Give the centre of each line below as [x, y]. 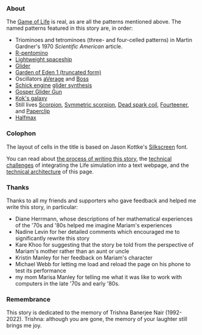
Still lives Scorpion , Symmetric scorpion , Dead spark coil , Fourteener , [102, 105]
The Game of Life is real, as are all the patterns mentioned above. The [94, 22]
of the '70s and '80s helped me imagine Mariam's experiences [93, 225]
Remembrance [28, 299]
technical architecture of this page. [50, 171]
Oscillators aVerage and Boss [52, 79]
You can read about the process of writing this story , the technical [89, 158]
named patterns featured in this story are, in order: [70, 28]
